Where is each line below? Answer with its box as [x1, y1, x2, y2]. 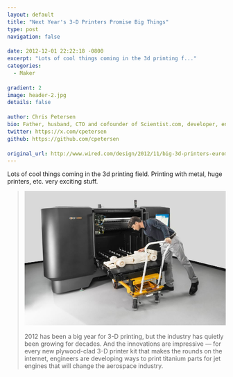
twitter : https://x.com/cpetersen [7, 128, 107, 135]
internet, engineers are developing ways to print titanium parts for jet [24, 354, 221, 362]
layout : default [7, 11, 54, 18]
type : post [7, 26, 39, 33]
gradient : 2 [7, 84, 42, 91]
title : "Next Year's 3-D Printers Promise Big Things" [7, 18, 169, 26]
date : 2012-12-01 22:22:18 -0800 [7, 48, 104, 55]
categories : [7, 62, 42, 69]
